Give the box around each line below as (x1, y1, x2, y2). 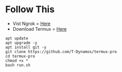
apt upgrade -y (5, 40, 38, 45)
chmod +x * (5, 58, 28, 63)
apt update (5, 36, 28, 41)
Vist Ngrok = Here (12, 20, 51, 27)
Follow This (5, 4, 55, 15)
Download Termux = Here (12, 26, 67, 32)
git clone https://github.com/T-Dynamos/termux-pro (5, 49, 117, 54)
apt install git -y (5, 44, 47, 50)
